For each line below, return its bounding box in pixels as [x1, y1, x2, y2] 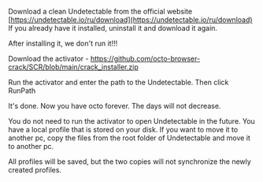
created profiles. [8, 165, 61, 174]
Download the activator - [8, 54, 89, 63]
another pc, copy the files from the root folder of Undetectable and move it [8, 133, 250, 143]
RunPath [8, 86, 36, 95]
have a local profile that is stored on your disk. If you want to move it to [8, 125, 239, 134]
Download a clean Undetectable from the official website [8, 7, 193, 16]
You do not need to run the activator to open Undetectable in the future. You [8, 117, 256, 125]
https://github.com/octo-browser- [90, 54, 201, 63]
